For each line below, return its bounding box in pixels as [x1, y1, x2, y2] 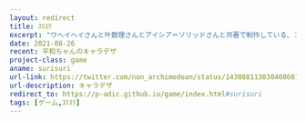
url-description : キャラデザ [9, 81, 114, 90]
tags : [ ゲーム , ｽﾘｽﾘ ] [9, 97, 80, 107]
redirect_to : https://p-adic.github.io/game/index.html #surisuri [9, 89, 262, 98]
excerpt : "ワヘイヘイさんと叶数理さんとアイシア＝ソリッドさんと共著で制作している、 [9, 30, 294, 39]
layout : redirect [9, 13, 76, 23]
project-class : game [9, 55, 88, 65]
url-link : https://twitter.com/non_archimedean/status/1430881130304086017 [9, 73, 303, 82]
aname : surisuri [9, 65, 71, 74]
